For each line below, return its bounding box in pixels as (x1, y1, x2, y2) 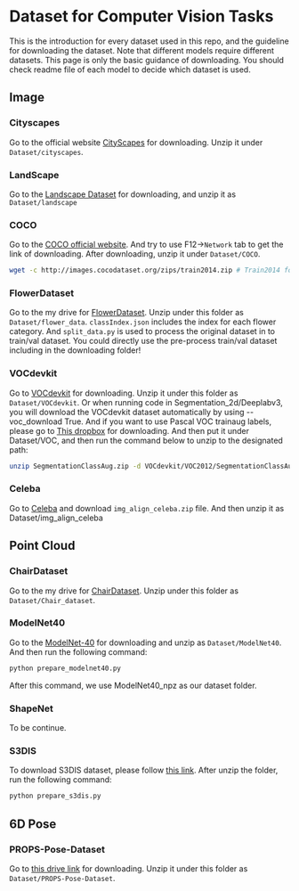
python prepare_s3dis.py (9, 791, 101, 801)
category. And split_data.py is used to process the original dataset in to (9, 326, 276, 337)
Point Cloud (9, 538, 76, 553)
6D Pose (9, 816, 57, 831)
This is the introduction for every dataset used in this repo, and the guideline (9, 36, 289, 46)
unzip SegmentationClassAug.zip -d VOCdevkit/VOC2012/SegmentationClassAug (9, 462, 296, 470)
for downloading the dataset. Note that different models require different (9, 45, 274, 55)
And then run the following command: (9, 646, 148, 657)
